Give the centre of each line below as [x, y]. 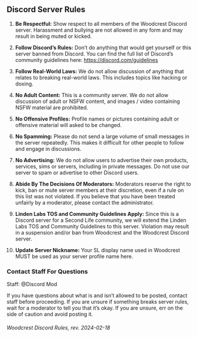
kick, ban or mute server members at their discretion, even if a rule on [99, 190]
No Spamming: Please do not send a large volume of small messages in [102, 136]
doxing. [24, 84]
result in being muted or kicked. [53, 36]
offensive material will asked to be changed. [68, 125]
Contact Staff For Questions [47, 271]
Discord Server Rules [46, 10]
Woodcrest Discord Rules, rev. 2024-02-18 [58, 328]
